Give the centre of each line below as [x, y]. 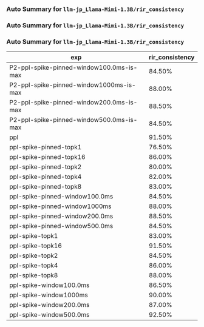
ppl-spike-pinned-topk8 [46, 187]
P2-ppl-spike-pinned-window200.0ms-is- [73, 103]
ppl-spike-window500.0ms [49, 315]
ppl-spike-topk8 [34, 275]
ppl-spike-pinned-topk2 [46, 167]
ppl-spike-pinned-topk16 [48, 157]
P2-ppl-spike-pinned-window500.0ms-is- [73, 120]
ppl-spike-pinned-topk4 [46, 177]
